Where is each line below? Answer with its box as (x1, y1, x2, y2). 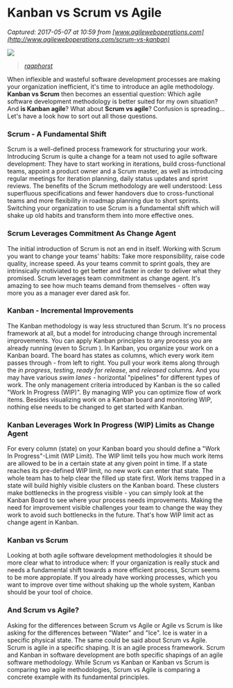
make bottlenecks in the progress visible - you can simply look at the (7, 489, 204, 497)
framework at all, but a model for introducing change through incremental (7, 329, 217, 337)
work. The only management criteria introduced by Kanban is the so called (7, 380, 221, 389)
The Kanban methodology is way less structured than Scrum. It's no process (7, 321, 226, 330)
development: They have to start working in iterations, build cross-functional (7, 160, 226, 168)
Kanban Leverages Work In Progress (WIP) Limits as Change (7, 420, 215, 429)
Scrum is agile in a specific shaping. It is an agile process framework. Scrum (7, 643, 225, 651)
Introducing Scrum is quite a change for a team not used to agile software (7, 153, 218, 161)
